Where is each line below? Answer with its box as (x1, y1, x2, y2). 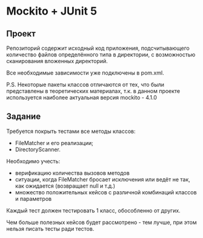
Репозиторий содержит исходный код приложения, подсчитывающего (6, 44, 190, 52)
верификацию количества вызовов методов (15, 169, 130, 177)
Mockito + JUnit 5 (6, 4, 98, 18)
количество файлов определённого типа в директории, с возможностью (6, 51, 196, 58)
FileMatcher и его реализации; (15, 139, 94, 146)
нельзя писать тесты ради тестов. (6, 225, 95, 232)
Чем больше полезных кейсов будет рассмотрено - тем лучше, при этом (6, 219, 197, 226)
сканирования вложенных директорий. (6, 58, 108, 64)
